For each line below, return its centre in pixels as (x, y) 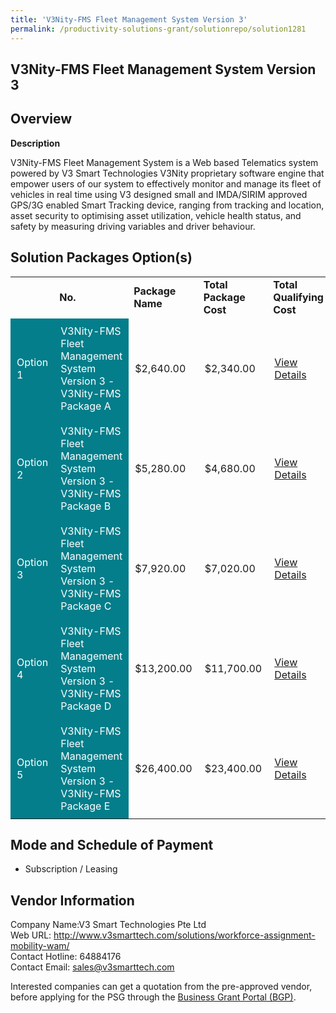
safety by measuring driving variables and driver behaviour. (133, 226)
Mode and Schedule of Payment (112, 844)
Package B (86, 506)
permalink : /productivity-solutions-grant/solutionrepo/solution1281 (158, 29)
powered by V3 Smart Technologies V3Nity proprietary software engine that (167, 173)
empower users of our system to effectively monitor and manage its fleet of (166, 183)
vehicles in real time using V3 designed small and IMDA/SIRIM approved (159, 194)
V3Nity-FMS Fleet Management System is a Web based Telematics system (164, 162)
